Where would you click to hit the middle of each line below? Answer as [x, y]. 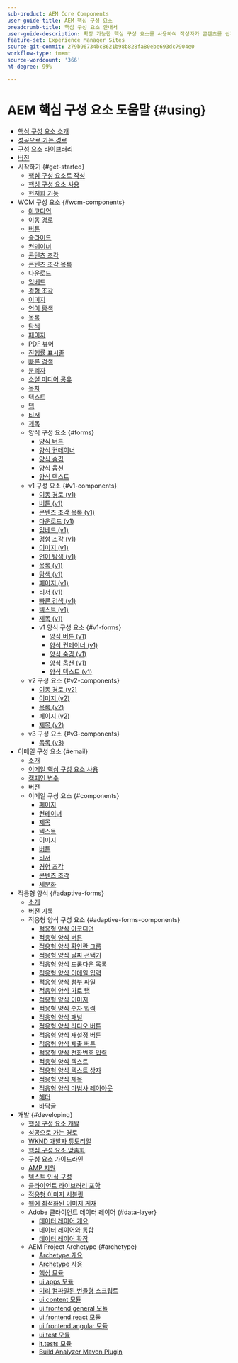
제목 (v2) [51, 724]
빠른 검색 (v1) [57, 600]
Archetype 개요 [61, 1255]
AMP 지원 [42, 1167]
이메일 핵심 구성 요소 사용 [63, 769]
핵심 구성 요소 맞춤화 [57, 1150]
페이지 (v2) [54, 716]
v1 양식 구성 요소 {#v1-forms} [80, 627]
